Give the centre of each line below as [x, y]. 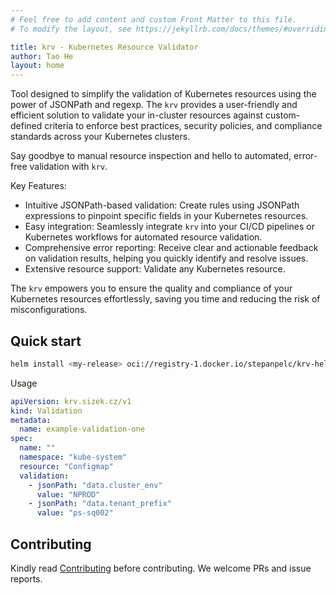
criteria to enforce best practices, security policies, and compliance [183, 126]
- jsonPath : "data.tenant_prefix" [100, 504]
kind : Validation [46, 411]
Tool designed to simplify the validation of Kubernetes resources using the [163, 94]
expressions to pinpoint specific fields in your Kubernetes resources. [166, 216]
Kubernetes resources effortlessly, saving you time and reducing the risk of [165, 299]
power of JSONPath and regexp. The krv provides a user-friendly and [154, 105]
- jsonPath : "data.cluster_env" [95, 485]
